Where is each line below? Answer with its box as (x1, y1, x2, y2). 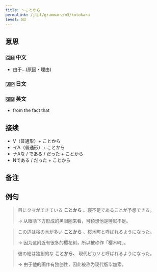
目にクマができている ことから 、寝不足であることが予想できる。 (17, 207, 154, 213)
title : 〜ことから (5, 7, 41, 13)
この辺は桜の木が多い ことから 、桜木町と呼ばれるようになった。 (17, 229, 154, 235)
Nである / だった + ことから (12, 157, 71, 164)
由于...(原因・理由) (12, 66, 52, 73)
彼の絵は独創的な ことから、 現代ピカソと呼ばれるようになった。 (17, 251, 154, 257)
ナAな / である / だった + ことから (12, 151, 84, 157)
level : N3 (5, 17, 27, 22)
